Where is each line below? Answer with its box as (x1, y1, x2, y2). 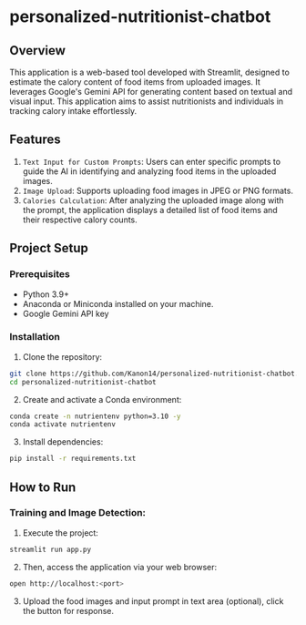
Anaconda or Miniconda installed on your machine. (22, 298, 214, 309)
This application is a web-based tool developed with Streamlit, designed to (9, 67, 290, 77)
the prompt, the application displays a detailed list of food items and (22, 204, 278, 215)
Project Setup (9, 241, 89, 256)
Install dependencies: (22, 436, 104, 447)
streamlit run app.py (9, 545, 92, 554)
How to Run (9, 479, 76, 495)
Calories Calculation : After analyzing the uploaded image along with (22, 194, 284, 206)
